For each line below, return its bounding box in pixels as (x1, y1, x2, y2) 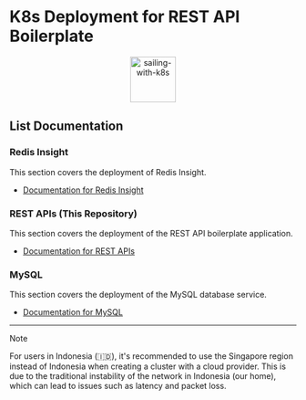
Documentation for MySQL (22, 307, 123, 318)
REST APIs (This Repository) (9, 207, 138, 220)
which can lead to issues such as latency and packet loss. (9, 381, 227, 392)
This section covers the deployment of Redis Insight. (9, 166, 207, 177)
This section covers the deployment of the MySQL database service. (9, 289, 267, 300)
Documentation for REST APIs (22, 245, 135, 257)
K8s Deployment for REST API (9, 6, 240, 27)
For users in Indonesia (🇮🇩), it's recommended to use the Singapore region (9, 351, 294, 362)
